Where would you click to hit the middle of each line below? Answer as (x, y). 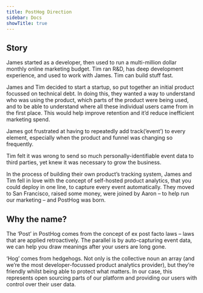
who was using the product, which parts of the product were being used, (98, 100)
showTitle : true (27, 23)
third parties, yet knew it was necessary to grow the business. (84, 162)
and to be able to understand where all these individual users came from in (100, 106)
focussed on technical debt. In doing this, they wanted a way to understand (101, 94)
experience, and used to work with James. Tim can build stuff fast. (90, 75)
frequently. (20, 144)
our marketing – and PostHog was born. (56, 200)
